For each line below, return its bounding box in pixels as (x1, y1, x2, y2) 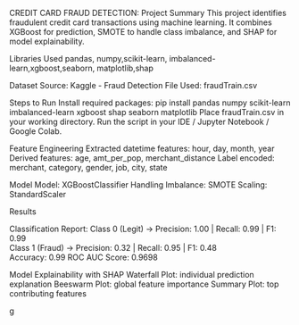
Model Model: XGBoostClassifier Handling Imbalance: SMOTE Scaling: (9, 179, 268, 190)
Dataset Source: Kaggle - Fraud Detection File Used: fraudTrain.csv (9, 80, 258, 90)
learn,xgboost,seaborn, (9, 62, 96, 73)
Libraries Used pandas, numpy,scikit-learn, (9, 54, 168, 63)
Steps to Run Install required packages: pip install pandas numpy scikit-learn (9, 97, 291, 108)
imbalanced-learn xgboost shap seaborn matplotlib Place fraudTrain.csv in (9, 107, 284, 117)
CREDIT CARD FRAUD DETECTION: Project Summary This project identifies (9, 8, 287, 18)
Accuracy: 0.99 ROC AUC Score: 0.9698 (9, 252, 158, 262)
